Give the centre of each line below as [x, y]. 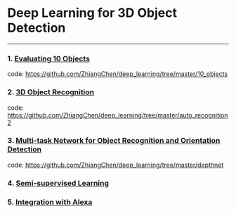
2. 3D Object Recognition [51, 92]
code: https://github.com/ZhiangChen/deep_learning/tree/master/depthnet [116, 165]
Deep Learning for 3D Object [92, 13]
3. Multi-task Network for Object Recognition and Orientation [114, 141]
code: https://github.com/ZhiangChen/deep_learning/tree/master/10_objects [118, 74]
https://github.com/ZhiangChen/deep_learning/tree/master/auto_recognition [118, 115]
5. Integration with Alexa [50, 202]
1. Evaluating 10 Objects [48, 58]
